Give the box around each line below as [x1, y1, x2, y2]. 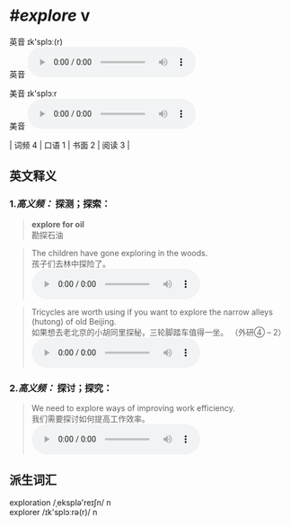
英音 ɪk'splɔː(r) [9, 36, 63, 47]
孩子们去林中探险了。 [31, 258, 110, 269]
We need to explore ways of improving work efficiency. [31, 402, 236, 414]
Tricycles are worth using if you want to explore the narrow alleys [31, 307, 274, 317]
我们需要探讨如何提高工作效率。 [31, 413, 150, 423]
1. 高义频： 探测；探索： [9, 198, 110, 210]
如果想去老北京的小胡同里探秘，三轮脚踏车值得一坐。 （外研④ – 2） [31, 326, 286, 337]
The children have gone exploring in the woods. [31, 247, 208, 258]
